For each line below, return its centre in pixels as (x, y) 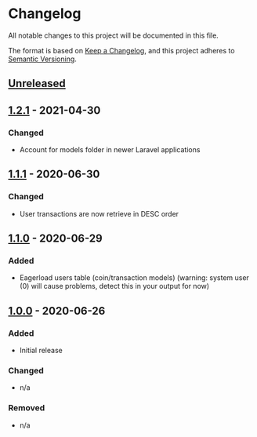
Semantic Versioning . (42, 59)
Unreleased (37, 84)
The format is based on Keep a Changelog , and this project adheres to (121, 50)
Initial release (41, 351)
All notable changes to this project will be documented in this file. (114, 35)
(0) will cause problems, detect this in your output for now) (114, 286)
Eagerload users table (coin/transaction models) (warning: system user (134, 278)
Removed (27, 408)
